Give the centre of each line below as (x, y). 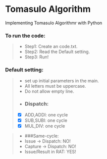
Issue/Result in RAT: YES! (50, 152)
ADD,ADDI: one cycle (46, 114)
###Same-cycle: (42, 136)
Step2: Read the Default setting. (57, 52)
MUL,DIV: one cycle (45, 126)
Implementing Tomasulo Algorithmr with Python (54, 23)
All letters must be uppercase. (55, 86)
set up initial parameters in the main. (62, 81)
